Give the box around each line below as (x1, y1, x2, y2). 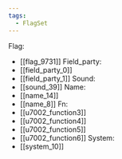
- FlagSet (15, 19, 48, 27)
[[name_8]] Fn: (19, 99, 69, 109)
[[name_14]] (19, 90, 59, 100)
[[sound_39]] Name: (19, 81, 86, 92)
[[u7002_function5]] (19, 125, 86, 134)
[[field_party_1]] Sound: (19, 74, 96, 83)
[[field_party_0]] (19, 65, 73, 74)
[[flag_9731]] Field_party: (19, 57, 102, 66)
